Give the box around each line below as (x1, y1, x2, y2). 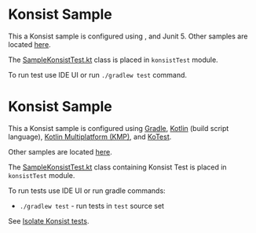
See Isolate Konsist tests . (8, 216, 90, 225)
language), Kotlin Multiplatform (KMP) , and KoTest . (8, 132, 172, 141)
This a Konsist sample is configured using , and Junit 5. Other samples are (8, 31, 248, 41)
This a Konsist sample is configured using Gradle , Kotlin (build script (8, 123, 229, 133)
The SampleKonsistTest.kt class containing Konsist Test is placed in (8, 162, 227, 172)
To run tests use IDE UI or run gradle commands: (8, 186, 166, 195)
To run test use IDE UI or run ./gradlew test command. (8, 70, 187, 79)
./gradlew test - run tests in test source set (19, 201, 165, 210)
